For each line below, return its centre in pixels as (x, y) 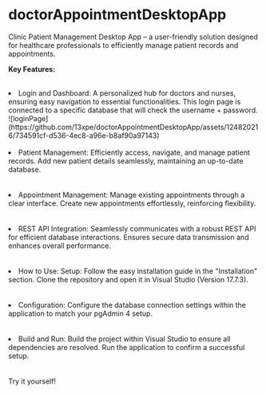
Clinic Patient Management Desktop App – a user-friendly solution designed (133, 37)
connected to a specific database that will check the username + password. (133, 110)
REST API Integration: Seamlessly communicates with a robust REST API (137, 228)
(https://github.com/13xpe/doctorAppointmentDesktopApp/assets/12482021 (133, 127)
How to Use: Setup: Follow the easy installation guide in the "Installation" (138, 271)
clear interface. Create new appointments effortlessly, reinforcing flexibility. (132, 203)
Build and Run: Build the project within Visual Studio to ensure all (125, 339)
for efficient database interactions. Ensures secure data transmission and (129, 237)
